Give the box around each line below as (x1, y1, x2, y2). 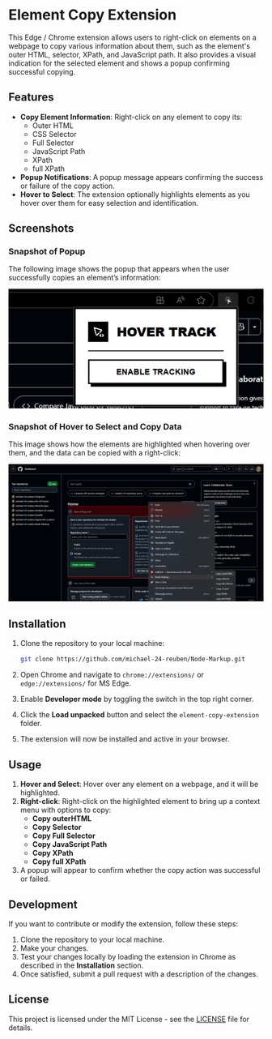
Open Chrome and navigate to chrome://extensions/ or (19, 670, 205, 680)
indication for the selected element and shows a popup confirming (8, 58, 231, 68)
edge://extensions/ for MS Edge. (19, 678, 132, 688)
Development (8, 897, 79, 911)
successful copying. (8, 66, 76, 76)
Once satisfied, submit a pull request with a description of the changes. (19, 968, 259, 978)
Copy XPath (32, 849, 74, 858)
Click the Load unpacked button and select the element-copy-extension (19, 710, 260, 720)
